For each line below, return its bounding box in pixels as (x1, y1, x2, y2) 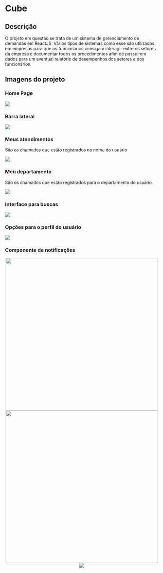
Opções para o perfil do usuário (5, 224, 81, 230)
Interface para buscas (5, 201, 58, 207)
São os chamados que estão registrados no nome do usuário (5, 147, 127, 153)
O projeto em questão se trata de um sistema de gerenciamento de (5, 35, 140, 41)
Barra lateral (5, 113, 35, 120)
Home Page (5, 90, 33, 97)
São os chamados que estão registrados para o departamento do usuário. (5, 179, 153, 185)
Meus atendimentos (5, 136, 54, 143)
